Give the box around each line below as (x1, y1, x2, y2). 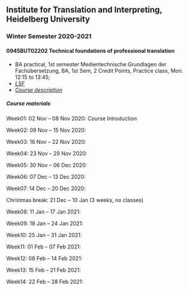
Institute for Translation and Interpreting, (6, 5, 163, 15)
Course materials (6, 100, 51, 107)
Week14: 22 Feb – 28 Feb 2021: (6, 278, 84, 285)
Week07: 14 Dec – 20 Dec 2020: (6, 185, 86, 192)
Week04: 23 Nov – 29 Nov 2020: (6, 150, 88, 157)
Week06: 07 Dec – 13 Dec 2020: (6, 173, 86, 180)
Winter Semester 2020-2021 (6, 32, 92, 41)
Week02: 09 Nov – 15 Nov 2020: (6, 126, 86, 134)
